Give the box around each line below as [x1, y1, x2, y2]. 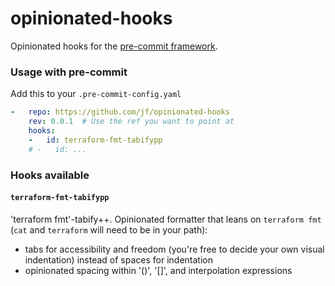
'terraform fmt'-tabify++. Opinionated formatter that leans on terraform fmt [10, 213, 322, 225]
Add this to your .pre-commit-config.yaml [10, 88, 182, 100]
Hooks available [10, 168, 90, 182]
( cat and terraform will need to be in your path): [10, 223, 208, 236]
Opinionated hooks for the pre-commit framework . [10, 40, 218, 52]
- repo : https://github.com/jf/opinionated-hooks [10, 107, 230, 117]
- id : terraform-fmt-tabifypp [28, 135, 163, 145]
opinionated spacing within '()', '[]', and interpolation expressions [24, 264, 293, 276]
